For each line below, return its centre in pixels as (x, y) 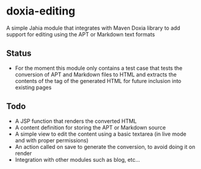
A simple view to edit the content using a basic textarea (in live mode (101, 134)
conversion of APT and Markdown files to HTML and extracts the (96, 75)
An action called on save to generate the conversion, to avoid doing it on (105, 147)
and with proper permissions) (52, 140)
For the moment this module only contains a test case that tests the (99, 68)
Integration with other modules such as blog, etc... (78, 159)
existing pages (33, 87)
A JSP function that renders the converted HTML (76, 121)
